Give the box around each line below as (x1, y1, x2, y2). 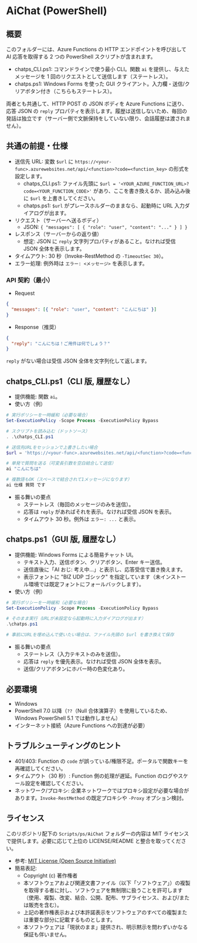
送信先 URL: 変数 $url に (14, 158, 74, 165)
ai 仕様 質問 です (6, 482, 46, 488)
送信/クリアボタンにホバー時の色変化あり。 (23, 665, 128, 672)
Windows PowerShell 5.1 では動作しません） (14, 714, 121, 722)
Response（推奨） (14, 323, 60, 330)
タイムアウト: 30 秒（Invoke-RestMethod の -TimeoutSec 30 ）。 (14, 252, 167, 260)
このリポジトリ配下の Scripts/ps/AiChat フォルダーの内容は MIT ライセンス (6, 830, 189, 837)
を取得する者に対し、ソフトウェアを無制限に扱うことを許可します (23, 886, 183, 894)
